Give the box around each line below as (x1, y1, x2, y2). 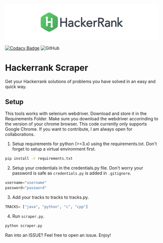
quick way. (5, 84, 27, 89)
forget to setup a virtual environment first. (12, 146, 96, 152)
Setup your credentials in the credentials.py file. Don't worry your (12, 165, 144, 171)
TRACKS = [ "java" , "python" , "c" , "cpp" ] (5, 204, 89, 209)
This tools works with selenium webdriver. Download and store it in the (5, 110, 147, 116)
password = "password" (5, 185, 47, 191)
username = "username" (5, 180, 47, 185)
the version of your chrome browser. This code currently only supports (5, 121, 147, 127)
